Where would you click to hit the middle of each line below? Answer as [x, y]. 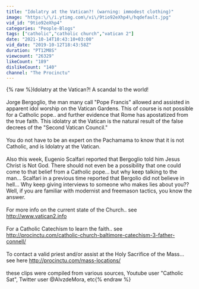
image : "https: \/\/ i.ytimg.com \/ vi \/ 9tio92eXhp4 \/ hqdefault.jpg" [89, 17]
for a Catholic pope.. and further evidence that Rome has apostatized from [97, 115]
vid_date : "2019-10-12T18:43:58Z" [49, 45]
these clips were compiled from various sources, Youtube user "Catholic [95, 273]
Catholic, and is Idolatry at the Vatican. [53, 147]
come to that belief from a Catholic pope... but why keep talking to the [92, 172]
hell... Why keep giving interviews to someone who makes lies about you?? [98, 185]
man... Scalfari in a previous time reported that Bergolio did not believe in [95, 178]
